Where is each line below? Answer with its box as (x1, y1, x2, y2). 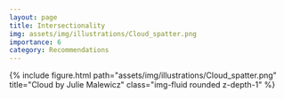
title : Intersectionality (9, 21, 105, 30)
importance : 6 (9, 37, 62, 47)
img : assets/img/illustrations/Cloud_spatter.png (9, 29, 198, 38)
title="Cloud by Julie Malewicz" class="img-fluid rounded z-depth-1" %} (9, 80, 276, 90)
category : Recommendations (9, 46, 110, 55)
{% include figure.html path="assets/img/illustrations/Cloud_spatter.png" (9, 70, 278, 80)
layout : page (9, 12, 58, 22)
